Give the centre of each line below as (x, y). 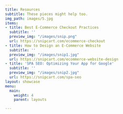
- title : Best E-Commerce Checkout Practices (52, 28)
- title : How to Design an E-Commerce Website (53, 46)
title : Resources (23, 9)
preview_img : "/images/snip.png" (43, 37)
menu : (10, 86)
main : (15, 91)
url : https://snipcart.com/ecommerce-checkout (57, 41)
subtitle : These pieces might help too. (47, 14)
